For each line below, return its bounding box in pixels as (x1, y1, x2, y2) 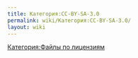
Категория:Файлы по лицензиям (7, 43, 105, 52)
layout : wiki (7, 23, 46, 30)
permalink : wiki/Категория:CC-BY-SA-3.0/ (7, 17, 132, 24)
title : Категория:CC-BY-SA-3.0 (7, 10, 100, 18)
